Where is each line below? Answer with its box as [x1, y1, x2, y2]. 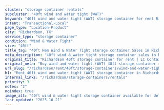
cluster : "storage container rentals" [5, 7, 84, 12]
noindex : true [5, 89, 34, 93]
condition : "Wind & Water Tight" [5, 39, 73, 44]
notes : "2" [5, 84, 27, 89]
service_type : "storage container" [5, 35, 78, 39]
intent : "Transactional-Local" [5, 20, 69, 26]
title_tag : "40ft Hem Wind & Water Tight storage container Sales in [5, 48, 150, 53]
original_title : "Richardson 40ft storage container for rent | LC [5, 57, 145, 62]
